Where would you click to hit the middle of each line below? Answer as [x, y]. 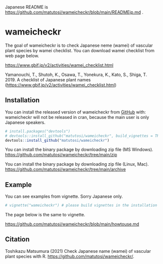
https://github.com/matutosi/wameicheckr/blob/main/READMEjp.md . [74, 12]
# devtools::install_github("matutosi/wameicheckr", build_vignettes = [79, 136]
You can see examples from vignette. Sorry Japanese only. [64, 196]
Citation [17, 239]
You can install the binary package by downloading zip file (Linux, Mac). [77, 164]
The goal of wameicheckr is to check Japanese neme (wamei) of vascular [79, 45]
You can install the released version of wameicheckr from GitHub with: [75, 112]
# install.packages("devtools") [38, 131]
